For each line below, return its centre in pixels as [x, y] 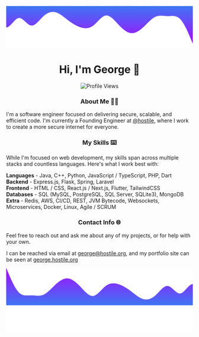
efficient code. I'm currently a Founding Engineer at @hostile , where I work [97, 120]
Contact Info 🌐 [99, 222]
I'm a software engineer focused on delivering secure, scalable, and [89, 114]
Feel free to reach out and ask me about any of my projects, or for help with [98, 235]
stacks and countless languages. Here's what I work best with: [82, 164]
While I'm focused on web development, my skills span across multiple [92, 158]
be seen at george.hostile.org [42, 259]
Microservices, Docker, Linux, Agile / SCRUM [61, 207]
